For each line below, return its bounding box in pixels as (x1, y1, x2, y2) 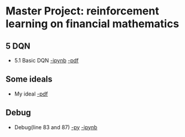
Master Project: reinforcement (5, 4, 159, 18)
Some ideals (5, 74, 53, 85)
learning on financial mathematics (5, 17, 180, 31)
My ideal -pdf (14, 90, 48, 97)
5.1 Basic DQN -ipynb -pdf (14, 57, 79, 64)
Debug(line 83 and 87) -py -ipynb (14, 123, 98, 130)
